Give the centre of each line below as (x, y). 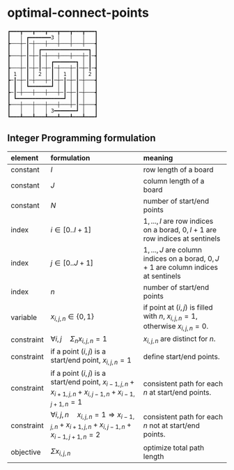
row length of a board (178, 169)
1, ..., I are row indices (178, 221)
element (25, 158)
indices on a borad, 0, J (181, 258)
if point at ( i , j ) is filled (178, 307)
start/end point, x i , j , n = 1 (91, 361)
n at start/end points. (177, 393)
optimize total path (173, 448)
